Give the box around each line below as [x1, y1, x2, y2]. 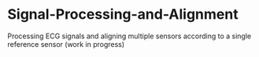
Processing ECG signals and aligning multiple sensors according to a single [7, 31, 252, 41]
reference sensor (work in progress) [7, 39, 125, 48]
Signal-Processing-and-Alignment [7, 5, 239, 23]
